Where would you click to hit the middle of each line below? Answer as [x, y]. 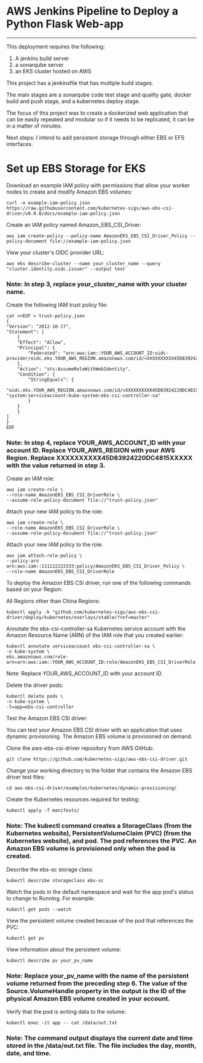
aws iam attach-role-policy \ [44, 556]
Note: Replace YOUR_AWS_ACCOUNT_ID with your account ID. [85, 673]
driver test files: [26, 777]
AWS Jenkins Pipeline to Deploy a [92, 11]
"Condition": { [36, 374]
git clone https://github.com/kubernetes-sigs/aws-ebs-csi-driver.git [97, 760]
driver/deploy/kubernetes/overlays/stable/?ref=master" [78, 618]
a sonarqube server [40, 64]
